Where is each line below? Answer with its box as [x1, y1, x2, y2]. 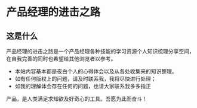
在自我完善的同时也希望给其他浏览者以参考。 [6, 55, 116, 62]
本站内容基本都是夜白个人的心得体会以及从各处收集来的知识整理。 [14, 68, 177, 75]
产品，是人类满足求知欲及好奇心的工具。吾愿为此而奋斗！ [6, 96, 147, 102]
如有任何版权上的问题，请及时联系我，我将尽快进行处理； [14, 75, 156, 82]
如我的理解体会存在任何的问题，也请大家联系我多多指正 [14, 82, 151, 90]
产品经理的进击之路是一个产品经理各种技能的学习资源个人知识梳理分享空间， [6, 48, 195, 55]
